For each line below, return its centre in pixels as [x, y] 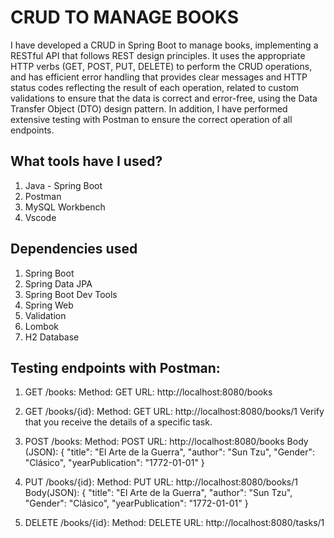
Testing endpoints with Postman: [115, 367]
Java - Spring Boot [63, 185]
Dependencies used [74, 249]
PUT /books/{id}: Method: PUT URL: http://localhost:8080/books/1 [161, 482]
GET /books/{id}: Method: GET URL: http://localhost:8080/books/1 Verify [174, 412]
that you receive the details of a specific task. [118, 422]
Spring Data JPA [58, 283]
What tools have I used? [86, 161]
